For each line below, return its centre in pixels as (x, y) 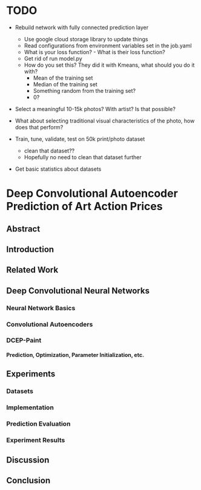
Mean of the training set (63, 78)
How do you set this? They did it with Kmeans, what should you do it (109, 65)
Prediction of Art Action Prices (84, 206)
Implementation (30, 407)
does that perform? (39, 127)
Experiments (31, 374)
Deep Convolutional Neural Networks (78, 291)
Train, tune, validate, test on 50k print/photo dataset (80, 139)
